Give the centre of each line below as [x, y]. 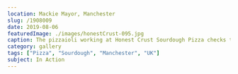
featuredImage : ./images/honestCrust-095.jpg [75, 33]
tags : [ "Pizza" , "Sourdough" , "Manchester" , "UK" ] [84, 54]
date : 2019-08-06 [33, 27]
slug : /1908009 [30, 20]
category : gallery [34, 47]
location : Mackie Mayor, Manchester [61, 14]
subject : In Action [36, 60]
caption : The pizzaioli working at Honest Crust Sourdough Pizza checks [117, 40]
